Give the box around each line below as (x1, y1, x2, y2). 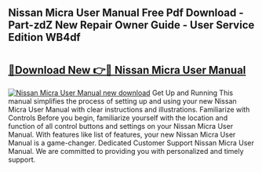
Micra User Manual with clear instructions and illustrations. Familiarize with (8, 105, 250, 114)
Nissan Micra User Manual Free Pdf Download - (8, 6, 245, 20)
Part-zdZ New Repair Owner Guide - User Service (8, 19, 255, 32)
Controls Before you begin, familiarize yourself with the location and (8, 113, 228, 123)
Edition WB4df (8, 31, 81, 44)
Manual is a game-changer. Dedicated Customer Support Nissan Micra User (8, 138, 255, 148)
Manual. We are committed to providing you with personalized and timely (8, 147, 245, 156)
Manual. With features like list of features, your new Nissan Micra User (8, 130, 236, 139)
